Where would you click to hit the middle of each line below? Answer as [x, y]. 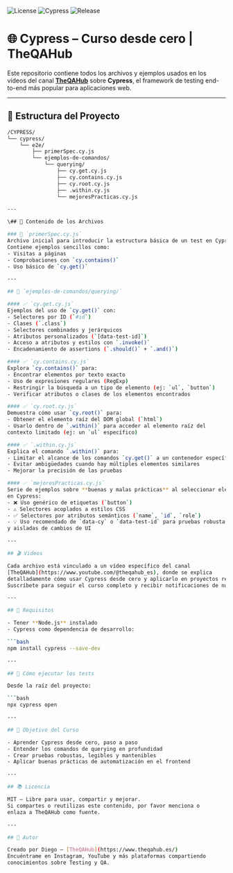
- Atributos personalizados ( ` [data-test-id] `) [77, 337]
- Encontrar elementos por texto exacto [67, 375]
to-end [17, 87]
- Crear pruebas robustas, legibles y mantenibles [82, 755]
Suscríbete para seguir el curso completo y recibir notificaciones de [113, 585]
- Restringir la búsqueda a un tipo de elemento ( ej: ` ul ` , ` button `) [111, 388]
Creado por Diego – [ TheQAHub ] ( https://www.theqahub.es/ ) [93, 850]
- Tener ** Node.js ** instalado [52, 623]
